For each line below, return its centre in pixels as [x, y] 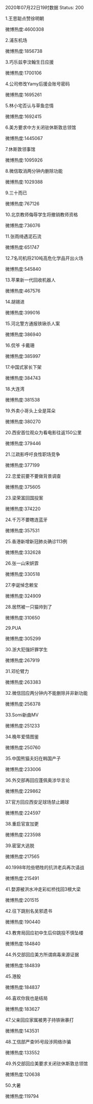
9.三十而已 [16, 193]
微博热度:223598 [23, 835]
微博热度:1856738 [24, 51]
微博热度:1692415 [24, 116]
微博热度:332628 [23, 552]
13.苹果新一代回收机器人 [30, 280]
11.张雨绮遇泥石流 [23, 236]
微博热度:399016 [23, 313]
